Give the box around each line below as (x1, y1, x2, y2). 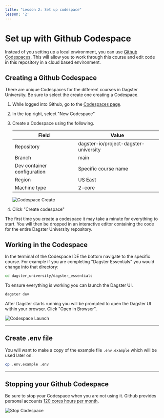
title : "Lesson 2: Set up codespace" (5, 7, 82, 12)
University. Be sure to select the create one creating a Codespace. (5, 92, 139, 98)
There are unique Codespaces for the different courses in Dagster (5, 87, 138, 93)
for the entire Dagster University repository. (5, 226, 93, 232)
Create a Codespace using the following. (12, 121, 94, 126)
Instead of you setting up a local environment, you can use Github (5, 49, 138, 55)
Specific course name (78, 165, 128, 172)
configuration (14, 169, 46, 175)
